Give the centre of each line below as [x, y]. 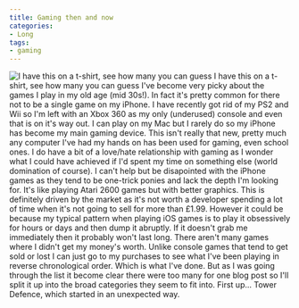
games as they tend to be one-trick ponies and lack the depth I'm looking [144, 180]
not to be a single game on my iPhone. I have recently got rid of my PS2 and [149, 104]
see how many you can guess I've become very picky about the [147, 86]
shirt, [19, 86]
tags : [19, 42]
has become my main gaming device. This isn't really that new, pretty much [148, 133]
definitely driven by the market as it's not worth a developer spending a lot [146, 200]
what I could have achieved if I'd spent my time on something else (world [144, 162]
